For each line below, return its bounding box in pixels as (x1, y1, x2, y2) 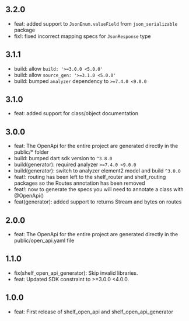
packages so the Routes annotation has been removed (13, 180, 145, 187)
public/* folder (13, 149, 49, 156)
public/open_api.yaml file (13, 237, 75, 244)
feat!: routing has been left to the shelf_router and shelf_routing (13, 174, 166, 181)
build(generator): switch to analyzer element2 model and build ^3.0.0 (13, 167, 181, 174)
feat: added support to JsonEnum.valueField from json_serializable (13, 20, 178, 27)
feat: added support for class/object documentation (13, 110, 138, 117)
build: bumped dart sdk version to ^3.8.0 (13, 155, 113, 162)
